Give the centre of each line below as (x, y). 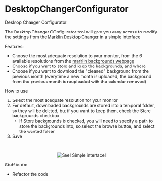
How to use (16, 91)
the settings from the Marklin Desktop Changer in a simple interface (73, 37)
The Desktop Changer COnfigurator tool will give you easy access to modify (81, 32)
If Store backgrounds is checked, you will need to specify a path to (86, 121)
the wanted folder (37, 131)
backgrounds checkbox (36, 115)
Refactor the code (30, 174)
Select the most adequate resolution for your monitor (65, 100)
